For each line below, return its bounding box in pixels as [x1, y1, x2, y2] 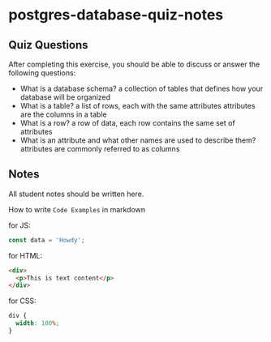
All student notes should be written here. [8, 189, 144, 199]
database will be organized [19, 92, 111, 102]
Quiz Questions [8, 38, 88, 52]
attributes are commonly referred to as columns [19, 144, 180, 153]
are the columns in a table [19, 109, 107, 119]
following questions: [8, 68, 76, 78]
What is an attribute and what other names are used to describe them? [19, 135, 256, 145]
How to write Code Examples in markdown [8, 204, 146, 214]
